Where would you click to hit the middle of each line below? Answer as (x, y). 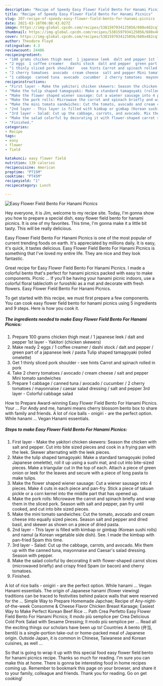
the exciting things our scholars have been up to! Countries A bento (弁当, (79, 627)
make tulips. (24, 478)
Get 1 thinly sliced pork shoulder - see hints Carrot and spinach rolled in (84, 362)
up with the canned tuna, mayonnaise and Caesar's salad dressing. (79, 550)
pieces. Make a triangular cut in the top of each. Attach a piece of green (84, 467)
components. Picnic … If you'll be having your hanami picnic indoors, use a (80, 278)
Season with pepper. (33, 555)
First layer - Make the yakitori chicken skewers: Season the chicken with (84, 442)
